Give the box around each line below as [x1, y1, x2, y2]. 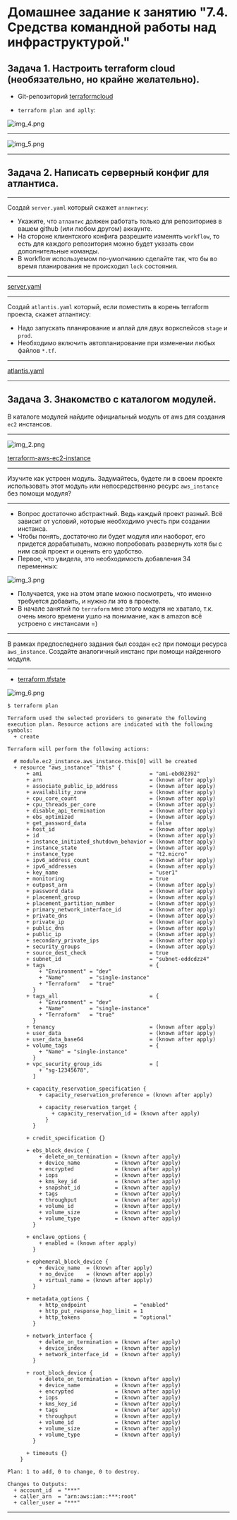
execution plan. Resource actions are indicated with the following [7, 721, 213, 728]
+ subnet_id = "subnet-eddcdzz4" [25, 955, 210, 962]
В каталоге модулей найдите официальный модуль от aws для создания [7, 412, 226, 421]
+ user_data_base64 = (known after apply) [25, 1036, 217, 1043]
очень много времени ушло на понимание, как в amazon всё [17, 611, 202, 620]
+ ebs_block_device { [25, 1147, 90, 1154]
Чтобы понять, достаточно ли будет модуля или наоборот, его [17, 532, 206, 540]
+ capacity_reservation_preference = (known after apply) [38, 1091, 213, 1099]
